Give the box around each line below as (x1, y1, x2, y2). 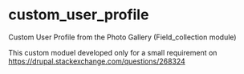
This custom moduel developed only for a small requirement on (8, 47, 218, 57)
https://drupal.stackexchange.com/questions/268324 (8, 56, 186, 66)
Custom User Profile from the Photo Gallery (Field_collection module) (8, 32, 237, 42)
